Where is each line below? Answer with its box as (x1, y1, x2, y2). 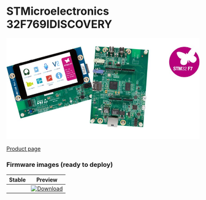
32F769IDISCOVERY (6, 17, 112, 31)
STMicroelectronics (6, 4, 109, 18)
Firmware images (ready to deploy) (6, 160, 113, 169)
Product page (6, 145, 41, 152)
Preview (36, 176, 58, 183)
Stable (9, 176, 26, 183)
